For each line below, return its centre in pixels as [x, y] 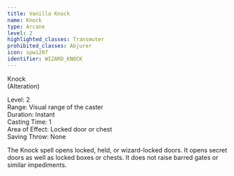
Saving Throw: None [37, 136]
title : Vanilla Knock [39, 14]
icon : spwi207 [28, 53]
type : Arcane [26, 26]
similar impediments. [37, 165]
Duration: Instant [31, 114]
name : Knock [24, 20]
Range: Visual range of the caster [55, 107]
